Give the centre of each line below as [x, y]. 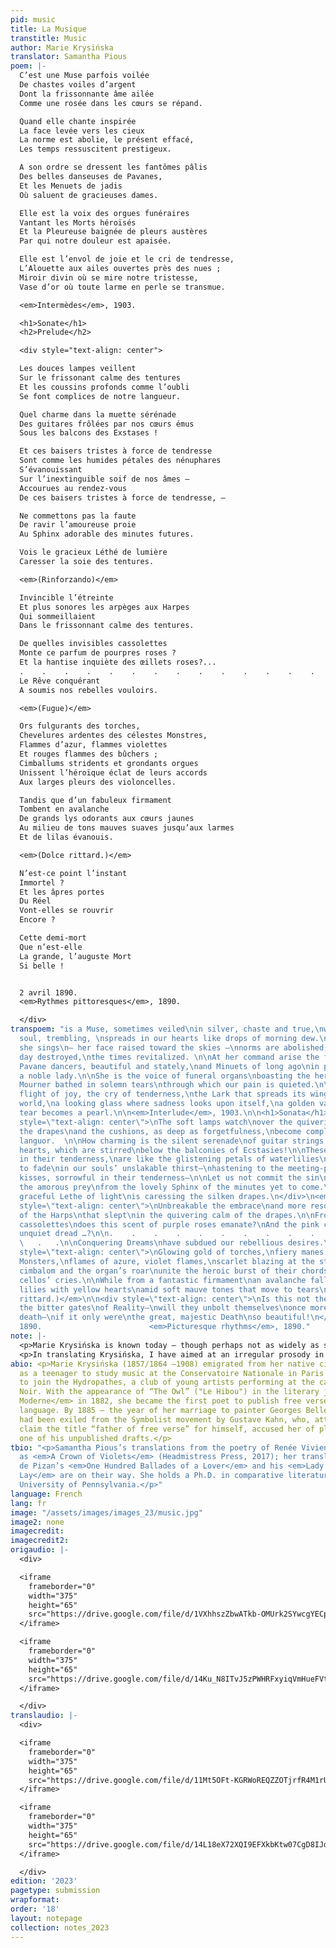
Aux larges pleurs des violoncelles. [98, 782]
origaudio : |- [40, 1550]
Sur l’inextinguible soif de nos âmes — [104, 479]
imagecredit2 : [40, 1541]
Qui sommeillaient [58, 616]
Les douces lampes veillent [78, 369]
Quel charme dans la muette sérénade [98, 414]
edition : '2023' [44, 1881]
